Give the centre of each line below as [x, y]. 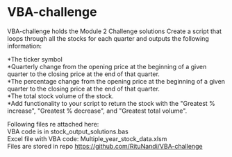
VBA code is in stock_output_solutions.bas [68, 131]
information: [25, 46]
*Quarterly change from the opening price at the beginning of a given [107, 66]
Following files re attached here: [53, 124]
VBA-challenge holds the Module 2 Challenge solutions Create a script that [115, 31]
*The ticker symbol [35, 59]
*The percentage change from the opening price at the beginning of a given [116, 81]
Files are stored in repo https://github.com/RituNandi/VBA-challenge [105, 146]
